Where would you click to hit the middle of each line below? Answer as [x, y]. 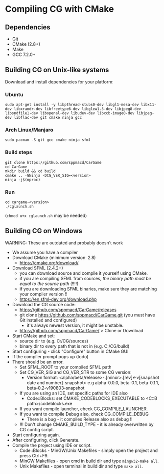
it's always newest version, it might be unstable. [75, 325]
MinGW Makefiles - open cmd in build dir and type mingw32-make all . [89, 461]
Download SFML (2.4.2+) [38, 268]
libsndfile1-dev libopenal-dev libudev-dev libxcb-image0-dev [70, 113]
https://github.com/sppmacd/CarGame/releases [68, 310]
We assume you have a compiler [45, 252]
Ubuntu [14, 94]
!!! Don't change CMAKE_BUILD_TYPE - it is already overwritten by [86, 424]
